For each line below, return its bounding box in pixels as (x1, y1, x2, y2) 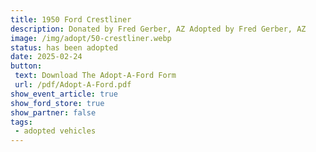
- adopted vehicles (14, 126, 97, 136)
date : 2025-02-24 (10, 52, 83, 62)
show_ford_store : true (10, 98, 105, 108)
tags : (10, 117, 33, 127)
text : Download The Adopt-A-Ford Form (14, 71, 177, 81)
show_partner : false (10, 107, 97, 118)
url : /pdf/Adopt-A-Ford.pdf (14, 80, 132, 90)
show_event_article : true (10, 89, 118, 99)
